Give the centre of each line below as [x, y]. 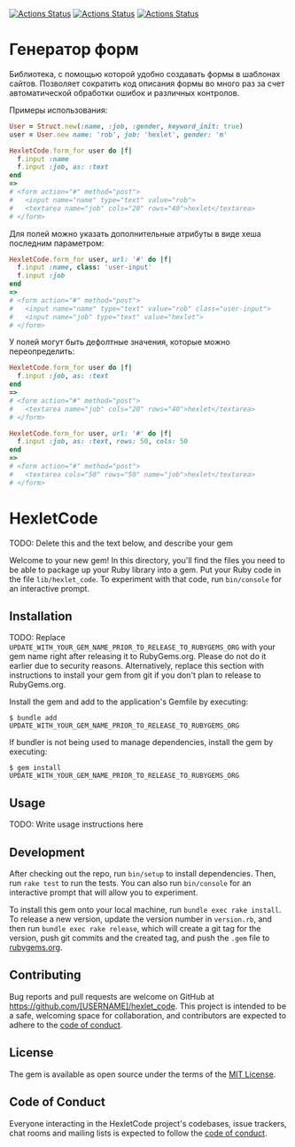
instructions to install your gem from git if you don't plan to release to [135, 675]
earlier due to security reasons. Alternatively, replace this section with [136, 666]
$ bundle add [33, 719]
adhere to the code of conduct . [66, 1025]
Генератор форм [74, 50]
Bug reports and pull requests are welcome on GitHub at [112, 996]
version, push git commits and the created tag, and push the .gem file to [140, 938]
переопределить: [42, 351]
